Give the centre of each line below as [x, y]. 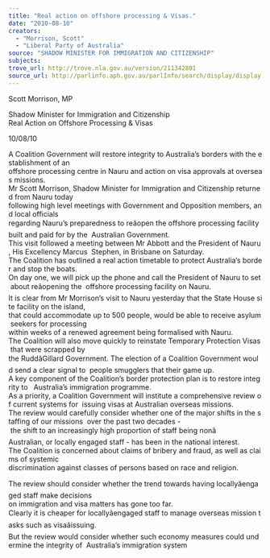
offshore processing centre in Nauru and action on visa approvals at [121, 171]
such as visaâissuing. [61, 525]
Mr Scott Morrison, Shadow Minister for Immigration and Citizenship [121, 188]
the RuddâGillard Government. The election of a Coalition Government [125, 358]
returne [248, 188]
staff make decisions [58, 495]
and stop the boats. [46, 269]
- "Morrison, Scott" [50, 38]
